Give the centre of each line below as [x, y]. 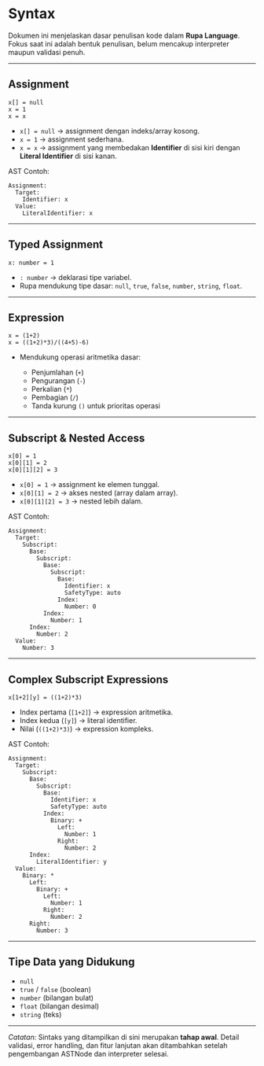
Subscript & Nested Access [77, 438]
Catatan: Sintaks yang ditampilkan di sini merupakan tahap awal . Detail [124, 1037]
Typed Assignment [56, 245]
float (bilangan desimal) [59, 1006]
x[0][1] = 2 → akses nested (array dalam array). [99, 493]
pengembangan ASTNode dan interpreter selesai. [88, 1053]
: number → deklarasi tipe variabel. [75, 277]
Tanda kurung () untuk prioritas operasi [96, 406]
